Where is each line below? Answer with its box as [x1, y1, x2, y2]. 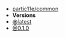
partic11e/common [12, 5, 59, 12]
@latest [12, 18, 32, 25]
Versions [12, 12, 36, 19]
